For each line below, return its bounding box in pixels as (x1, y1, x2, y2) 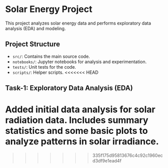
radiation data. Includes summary (5, 114, 149, 126)
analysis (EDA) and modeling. (5, 25, 66, 31)
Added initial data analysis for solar (5, 104, 155, 115)
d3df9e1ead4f (92, 158, 122, 164)
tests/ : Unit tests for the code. (12, 64, 76, 70)
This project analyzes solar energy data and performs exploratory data (5, 20, 151, 26)
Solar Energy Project (5, 4, 93, 15)
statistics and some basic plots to (5, 125, 148, 136)
